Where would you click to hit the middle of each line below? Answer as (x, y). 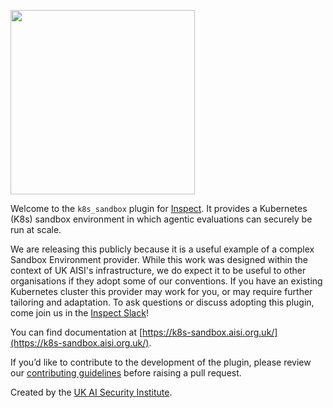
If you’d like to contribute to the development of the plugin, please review (161, 362)
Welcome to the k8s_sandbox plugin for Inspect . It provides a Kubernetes (159, 208)
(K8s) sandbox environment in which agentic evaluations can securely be (161, 219)
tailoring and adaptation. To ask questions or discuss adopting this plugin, (162, 302)
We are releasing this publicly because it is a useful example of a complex (162, 249)
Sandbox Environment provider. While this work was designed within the (159, 259)
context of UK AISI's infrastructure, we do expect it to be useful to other (158, 270)
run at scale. (36, 229)
